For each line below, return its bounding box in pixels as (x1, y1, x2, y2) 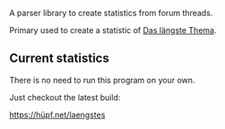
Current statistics (9, 51, 109, 66)
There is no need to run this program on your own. (9, 74, 195, 85)
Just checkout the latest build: (9, 91, 121, 102)
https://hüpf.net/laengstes (9, 109, 106, 120)
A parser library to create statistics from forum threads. (9, 8, 213, 18)
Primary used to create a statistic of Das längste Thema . (9, 25, 217, 35)
